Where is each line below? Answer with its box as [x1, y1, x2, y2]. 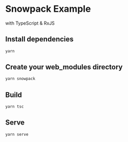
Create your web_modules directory [5, 63, 123, 72]
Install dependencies [5, 35, 74, 44]
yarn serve [5, 132, 29, 137]
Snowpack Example [5, 3, 91, 15]
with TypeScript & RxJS [5, 20, 55, 26]
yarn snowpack [5, 76, 36, 82]
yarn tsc [5, 104, 24, 109]
